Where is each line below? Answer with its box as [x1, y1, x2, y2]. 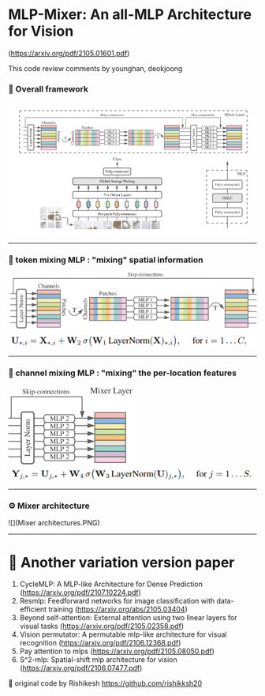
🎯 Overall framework [8, 83, 89, 94]
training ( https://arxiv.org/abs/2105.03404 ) [48, 604, 188, 614]
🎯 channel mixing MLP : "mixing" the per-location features [8, 367, 237, 378]
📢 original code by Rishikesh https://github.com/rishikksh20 [8, 679, 203, 688]
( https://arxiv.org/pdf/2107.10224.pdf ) [19, 588, 142, 597]
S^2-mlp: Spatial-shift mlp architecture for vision [19, 655, 177, 664]
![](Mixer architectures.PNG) [8, 518, 100, 528]
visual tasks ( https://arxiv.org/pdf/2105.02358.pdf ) [19, 622, 184, 631]
